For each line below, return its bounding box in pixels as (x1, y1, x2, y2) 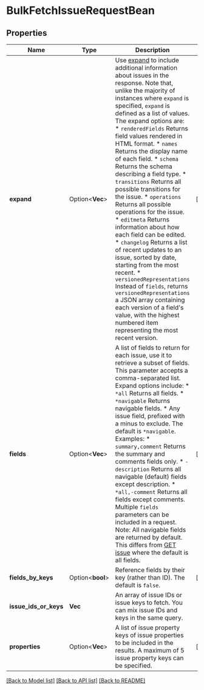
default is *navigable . (115, 427, 176, 435)
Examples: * (115, 435, 151, 443)
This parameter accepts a (115, 367, 188, 374)
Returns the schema (115, 162, 173, 171)
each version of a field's (115, 303, 184, 311)
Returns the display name (115, 147, 188, 155)
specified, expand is (115, 101, 170, 110)
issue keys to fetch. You (115, 598, 183, 607)
